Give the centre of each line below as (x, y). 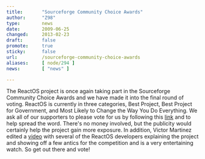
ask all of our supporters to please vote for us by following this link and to (99, 117)
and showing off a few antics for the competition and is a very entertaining (100, 143)
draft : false (31, 40)
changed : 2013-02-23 (38, 35)
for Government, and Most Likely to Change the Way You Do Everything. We (102, 111)
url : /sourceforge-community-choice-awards (73, 57)
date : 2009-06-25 (38, 29)
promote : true (30, 46)
